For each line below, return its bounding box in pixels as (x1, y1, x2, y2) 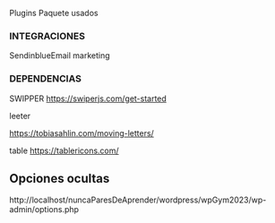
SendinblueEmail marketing (9, 50, 110, 61)
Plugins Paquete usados (9, 8, 99, 18)
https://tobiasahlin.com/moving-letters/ (9, 127, 154, 138)
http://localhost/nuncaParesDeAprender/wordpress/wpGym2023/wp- (9, 194, 267, 205)
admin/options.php (9, 204, 79, 215)
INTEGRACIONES (9, 30, 85, 42)
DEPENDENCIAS (9, 73, 82, 85)
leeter (9, 110, 31, 121)
